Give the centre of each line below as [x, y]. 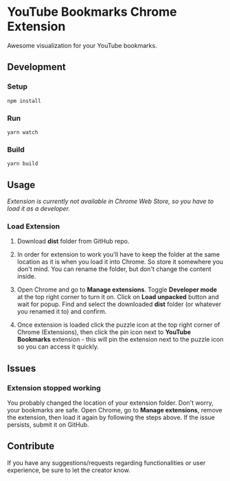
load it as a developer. [39, 209]
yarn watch [23, 132]
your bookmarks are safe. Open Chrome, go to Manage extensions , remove [115, 410]
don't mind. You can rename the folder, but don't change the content [114, 269]
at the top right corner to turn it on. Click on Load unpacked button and [118, 297]
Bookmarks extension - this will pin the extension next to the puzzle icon [120, 340]
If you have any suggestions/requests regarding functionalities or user [106, 462]
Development [37, 67]
